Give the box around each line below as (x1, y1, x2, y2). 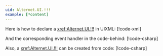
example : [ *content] (5, 12, 49, 17)
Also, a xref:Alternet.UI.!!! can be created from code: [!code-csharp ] (5, 45, 147, 51)
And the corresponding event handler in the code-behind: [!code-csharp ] (5, 35, 158, 41)
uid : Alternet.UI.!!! (5, 7, 51, 12)
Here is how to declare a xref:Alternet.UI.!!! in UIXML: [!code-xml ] (5, 25, 142, 31)
